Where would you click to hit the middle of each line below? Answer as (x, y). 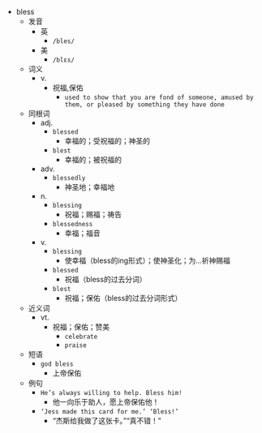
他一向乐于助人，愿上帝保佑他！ (106, 402)
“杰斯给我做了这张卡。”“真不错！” (107, 420)
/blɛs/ (64, 60)
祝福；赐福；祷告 (93, 214)
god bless (57, 364)
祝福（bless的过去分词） (105, 279)
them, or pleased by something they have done (144, 105)
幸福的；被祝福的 (93, 160)
